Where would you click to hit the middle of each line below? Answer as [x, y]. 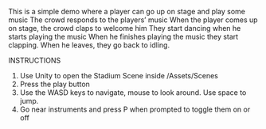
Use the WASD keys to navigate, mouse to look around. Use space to [133, 93]
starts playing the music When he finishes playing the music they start [123, 36]
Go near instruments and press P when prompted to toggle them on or [135, 109]
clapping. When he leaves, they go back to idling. [89, 45]
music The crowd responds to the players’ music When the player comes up [133, 20]
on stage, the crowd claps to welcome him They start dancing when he [125, 28]
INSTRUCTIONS [35, 60]
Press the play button [55, 84]
